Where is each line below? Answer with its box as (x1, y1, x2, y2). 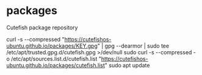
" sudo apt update (104, 62, 150, 69)
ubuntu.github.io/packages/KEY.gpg (6, 42, 98, 49)
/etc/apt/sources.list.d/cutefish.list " (11, 55, 102, 62)
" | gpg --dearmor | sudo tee (97, 42, 170, 49)
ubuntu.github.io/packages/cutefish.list (6, 62, 106, 69)
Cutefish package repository (6, 24, 78, 31)
